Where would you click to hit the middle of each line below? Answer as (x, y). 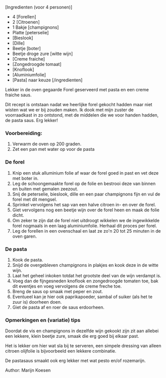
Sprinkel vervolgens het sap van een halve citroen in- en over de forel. (84, 204)
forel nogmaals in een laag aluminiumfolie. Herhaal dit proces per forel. (84, 226)
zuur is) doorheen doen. (37, 302)
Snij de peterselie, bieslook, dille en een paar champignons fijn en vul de (86, 194)
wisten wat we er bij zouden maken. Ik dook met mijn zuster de (69, 110)
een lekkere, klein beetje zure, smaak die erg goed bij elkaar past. (72, 336)
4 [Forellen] (24, 17)
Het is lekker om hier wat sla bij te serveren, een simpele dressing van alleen (83, 346)
